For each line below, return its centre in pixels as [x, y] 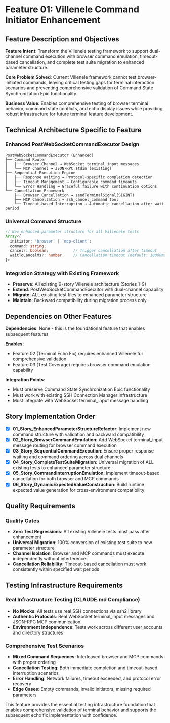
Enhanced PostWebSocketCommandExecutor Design [72, 144]
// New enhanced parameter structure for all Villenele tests [72, 232]
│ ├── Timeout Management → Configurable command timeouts [71, 182]
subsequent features [27, 334]
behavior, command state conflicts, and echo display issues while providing [84, 109]
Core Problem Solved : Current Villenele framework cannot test [71, 77]
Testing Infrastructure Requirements [64, 585]
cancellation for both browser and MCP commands [66, 479]
